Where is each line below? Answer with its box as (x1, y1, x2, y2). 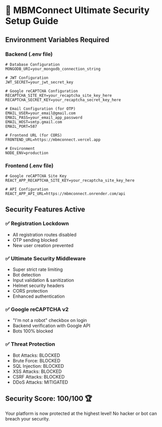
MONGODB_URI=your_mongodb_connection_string (5, 66, 101, 71)
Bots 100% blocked (12, 328, 53, 334)
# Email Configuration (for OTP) (5, 106, 76, 111)
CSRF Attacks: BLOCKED (12, 373, 65, 379)
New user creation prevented (12, 242, 74, 248)
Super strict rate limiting (12, 266, 63, 272)
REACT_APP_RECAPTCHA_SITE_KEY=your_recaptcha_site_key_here (5, 178, 135, 183)
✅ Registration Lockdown (5, 220, 69, 227)
